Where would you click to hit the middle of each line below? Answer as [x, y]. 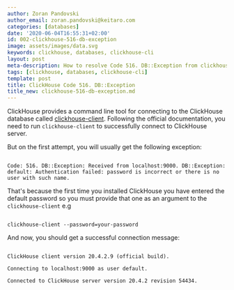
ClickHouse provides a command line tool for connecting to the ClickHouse [115, 112]
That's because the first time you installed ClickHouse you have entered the [116, 191]
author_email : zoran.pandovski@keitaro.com [71, 20]
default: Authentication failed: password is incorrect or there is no [113, 172]
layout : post [26, 59]
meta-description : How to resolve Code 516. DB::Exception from [102, 66]
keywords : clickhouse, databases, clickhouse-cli [81, 53]
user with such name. [39, 178]
